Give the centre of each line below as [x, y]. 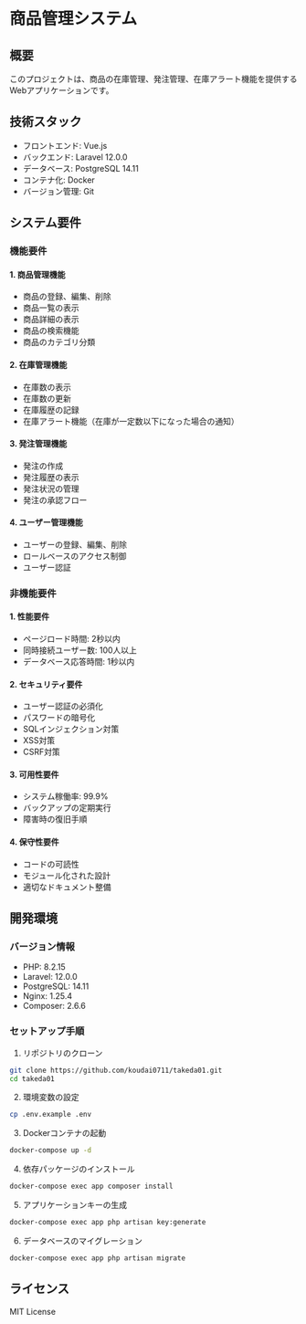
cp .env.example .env [51, 1115]
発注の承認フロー [55, 499]
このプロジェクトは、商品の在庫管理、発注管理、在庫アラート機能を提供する [153, 79]
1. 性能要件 [30, 616]
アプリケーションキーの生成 [75, 1205]
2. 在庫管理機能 [38, 364]
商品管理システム [74, 19]
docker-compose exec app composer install [91, 1187]
